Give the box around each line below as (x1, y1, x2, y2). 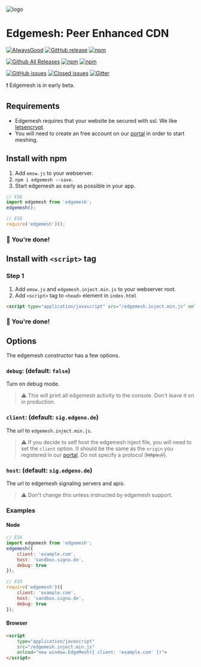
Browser (6, 620, 28, 627)
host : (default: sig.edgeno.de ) (6, 466, 93, 474)
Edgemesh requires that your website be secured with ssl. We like (14, 117, 178, 124)
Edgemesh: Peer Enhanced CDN (6, 27, 169, 40)
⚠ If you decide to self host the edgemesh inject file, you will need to (20, 438, 192, 445)
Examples (6, 506, 36, 514)
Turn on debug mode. (6, 380, 60, 387)
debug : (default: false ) (6, 367, 71, 375)
